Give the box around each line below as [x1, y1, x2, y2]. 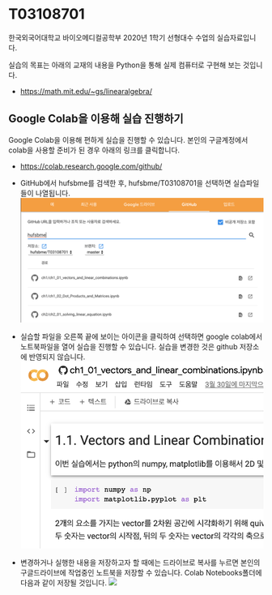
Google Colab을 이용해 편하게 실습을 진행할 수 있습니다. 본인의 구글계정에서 [8, 135, 249, 144]
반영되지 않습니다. [28, 352, 86, 362]
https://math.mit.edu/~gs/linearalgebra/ [19, 86, 152, 96]
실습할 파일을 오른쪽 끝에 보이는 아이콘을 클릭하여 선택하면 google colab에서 [19, 332, 263, 341]
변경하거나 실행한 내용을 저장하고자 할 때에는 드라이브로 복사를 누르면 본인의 [19, 558, 261, 567]
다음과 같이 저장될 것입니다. [19, 578, 108, 588]
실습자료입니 [216, 32, 257, 42]
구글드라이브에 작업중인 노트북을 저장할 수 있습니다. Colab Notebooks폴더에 [19, 568, 262, 578]
